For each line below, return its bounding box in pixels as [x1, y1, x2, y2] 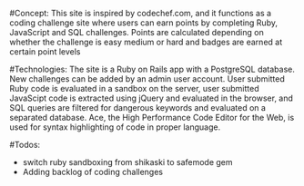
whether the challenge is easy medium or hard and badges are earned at [9, 36, 283, 47]
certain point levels [9, 46, 81, 57]
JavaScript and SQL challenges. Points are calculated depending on [9, 27, 264, 37]
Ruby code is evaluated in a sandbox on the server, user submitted [9, 83, 259, 93]
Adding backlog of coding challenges [22, 167, 164, 177]
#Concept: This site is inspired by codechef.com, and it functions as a [9, 8, 271, 18]
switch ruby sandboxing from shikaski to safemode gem [22, 157, 234, 167]
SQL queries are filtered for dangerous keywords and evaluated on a [9, 103, 267, 113]
